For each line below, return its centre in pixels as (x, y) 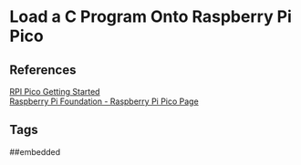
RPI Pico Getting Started (55, 92)
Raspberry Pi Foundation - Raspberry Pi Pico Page (104, 101)
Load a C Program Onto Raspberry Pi (150, 17)
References (43, 70)
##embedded (35, 151)
